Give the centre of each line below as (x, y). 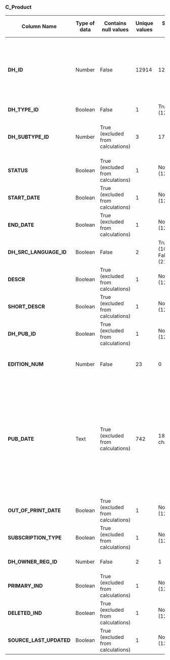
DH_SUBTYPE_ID (29, 137)
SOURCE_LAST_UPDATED (39, 640)
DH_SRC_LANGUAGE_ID (37, 252)
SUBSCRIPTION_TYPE (35, 538)
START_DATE (24, 198)
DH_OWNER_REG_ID (33, 562)
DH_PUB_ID (22, 334)
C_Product (18, 7)
